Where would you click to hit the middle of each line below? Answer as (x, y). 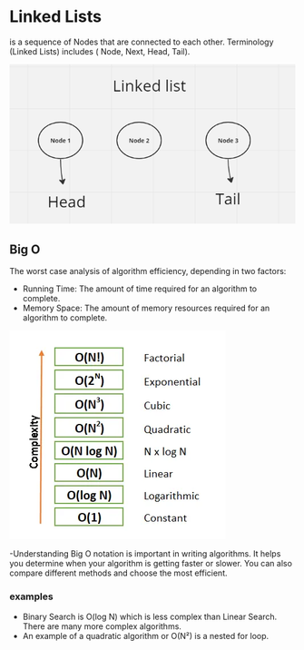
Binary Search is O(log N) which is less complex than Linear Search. (150, 616)
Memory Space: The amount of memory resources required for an (146, 308)
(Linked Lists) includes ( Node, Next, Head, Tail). (100, 51)
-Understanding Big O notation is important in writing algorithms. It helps (145, 554)
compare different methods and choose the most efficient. (118, 573)
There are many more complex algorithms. (102, 626)
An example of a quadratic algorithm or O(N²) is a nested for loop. (146, 635)
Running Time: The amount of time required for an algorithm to (140, 289)
